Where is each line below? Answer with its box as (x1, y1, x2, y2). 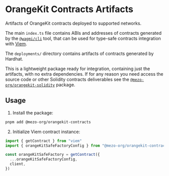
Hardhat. (5, 55, 24, 62)
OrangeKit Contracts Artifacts (5, 4, 133, 15)
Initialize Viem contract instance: (12, 129, 80, 135)
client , (10, 161, 26, 167)
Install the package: (12, 109, 54, 115)
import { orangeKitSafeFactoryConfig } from (5, 143, 100, 148)
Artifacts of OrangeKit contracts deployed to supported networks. (5, 20, 142, 26)
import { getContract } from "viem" (5, 138, 82, 143)
